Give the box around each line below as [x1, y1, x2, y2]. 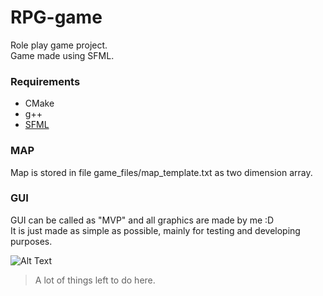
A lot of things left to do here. [34, 274, 156, 286]
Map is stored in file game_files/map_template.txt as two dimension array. [10, 166, 313, 178]
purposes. [10, 235, 53, 247]
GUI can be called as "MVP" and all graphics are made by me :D [10, 214, 275, 226]
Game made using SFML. [10, 49, 115, 61]
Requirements [10, 74, 81, 88]
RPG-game [10, 6, 103, 29]
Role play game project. [10, 39, 108, 51]
